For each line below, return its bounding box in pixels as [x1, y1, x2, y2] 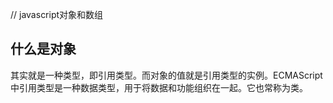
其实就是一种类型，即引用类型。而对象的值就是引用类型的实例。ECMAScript [10, 69, 323, 81]
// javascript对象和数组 [10, 9, 104, 20]
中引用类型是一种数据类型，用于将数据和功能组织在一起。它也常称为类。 [10, 81, 308, 93]
